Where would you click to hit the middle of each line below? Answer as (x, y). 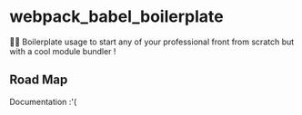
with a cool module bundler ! (63, 51)
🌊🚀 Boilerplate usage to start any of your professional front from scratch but (152, 42)
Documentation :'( (43, 101)
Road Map (39, 80)
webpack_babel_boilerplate (117, 17)
